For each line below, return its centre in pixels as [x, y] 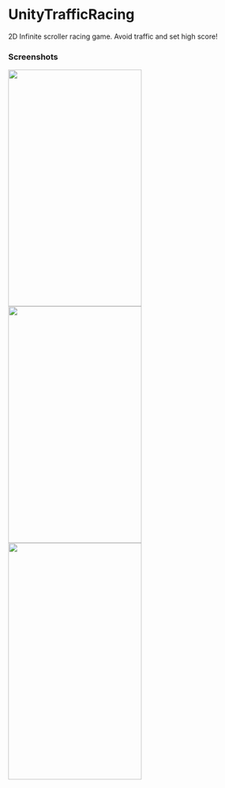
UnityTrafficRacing [71, 15]
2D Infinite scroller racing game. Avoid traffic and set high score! [113, 36]
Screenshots [33, 57]
